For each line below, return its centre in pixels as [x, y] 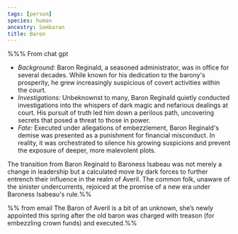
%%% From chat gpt [38, 54]
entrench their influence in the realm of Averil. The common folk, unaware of [119, 179]
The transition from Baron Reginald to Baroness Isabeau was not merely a [115, 165]
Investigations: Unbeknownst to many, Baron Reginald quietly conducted [124, 98]
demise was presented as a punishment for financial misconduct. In [116, 135]
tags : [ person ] [30, 14]
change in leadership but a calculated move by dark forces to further [108, 172]
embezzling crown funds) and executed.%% [72, 223]
